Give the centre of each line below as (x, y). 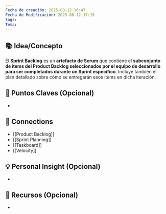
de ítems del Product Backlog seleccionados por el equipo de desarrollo (83, 66)
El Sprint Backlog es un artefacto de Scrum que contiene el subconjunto (83, 61)
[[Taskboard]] (27, 145)
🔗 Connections (29, 122)
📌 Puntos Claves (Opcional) (50, 93)
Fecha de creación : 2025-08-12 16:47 (45, 10)
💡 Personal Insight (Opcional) (53, 167)
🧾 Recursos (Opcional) (42, 195)
